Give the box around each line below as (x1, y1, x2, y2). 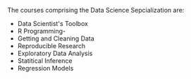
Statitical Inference (17, 57, 73, 65)
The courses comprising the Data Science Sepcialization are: (7, 6, 185, 14)
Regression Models (17, 64, 74, 72)
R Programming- (17, 27, 66, 35)
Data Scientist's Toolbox (17, 20, 88, 27)
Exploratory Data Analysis (17, 49, 93, 57)
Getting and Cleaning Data (17, 34, 95, 43)
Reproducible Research (17, 42, 86, 50)
